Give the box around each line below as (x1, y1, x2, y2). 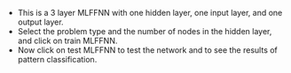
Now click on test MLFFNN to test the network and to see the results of (17, 45, 278, 55)
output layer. (17, 17, 64, 27)
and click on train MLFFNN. (17, 35, 118, 46)
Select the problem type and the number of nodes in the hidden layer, (17, 26, 272, 36)
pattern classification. (17, 55, 98, 64)
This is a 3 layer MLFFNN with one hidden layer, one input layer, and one (17, 8, 283, 18)
